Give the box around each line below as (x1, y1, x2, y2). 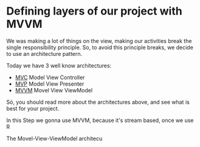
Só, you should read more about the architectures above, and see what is (6, 98, 190, 106)
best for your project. (6, 104, 60, 112)
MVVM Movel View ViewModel (15, 86, 93, 94)
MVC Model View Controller (15, 73, 85, 81)
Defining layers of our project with (6, 4, 182, 18)
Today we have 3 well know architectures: (6, 62, 112, 69)
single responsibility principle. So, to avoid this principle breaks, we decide (6, 44, 193, 51)
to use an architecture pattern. (6, 50, 83, 57)
